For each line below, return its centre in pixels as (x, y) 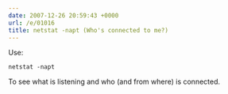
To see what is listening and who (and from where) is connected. (114, 82)
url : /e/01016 (32, 23)
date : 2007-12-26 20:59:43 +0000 (64, 15)
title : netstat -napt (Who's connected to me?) (89, 30)
